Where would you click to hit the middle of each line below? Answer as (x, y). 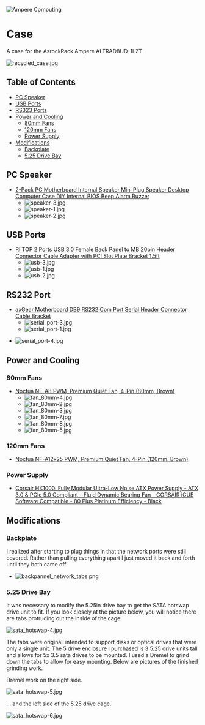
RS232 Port (28, 295)
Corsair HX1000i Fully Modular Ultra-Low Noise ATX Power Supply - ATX (107, 488)
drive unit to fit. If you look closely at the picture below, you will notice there (101, 612)
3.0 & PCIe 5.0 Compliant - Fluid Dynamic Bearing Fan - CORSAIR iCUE (104, 495)
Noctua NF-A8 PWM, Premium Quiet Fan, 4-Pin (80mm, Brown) (95, 391)
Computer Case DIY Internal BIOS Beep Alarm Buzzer (82, 196)
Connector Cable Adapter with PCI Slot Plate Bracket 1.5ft (87, 256)
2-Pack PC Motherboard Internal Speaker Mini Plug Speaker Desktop (102, 189)
